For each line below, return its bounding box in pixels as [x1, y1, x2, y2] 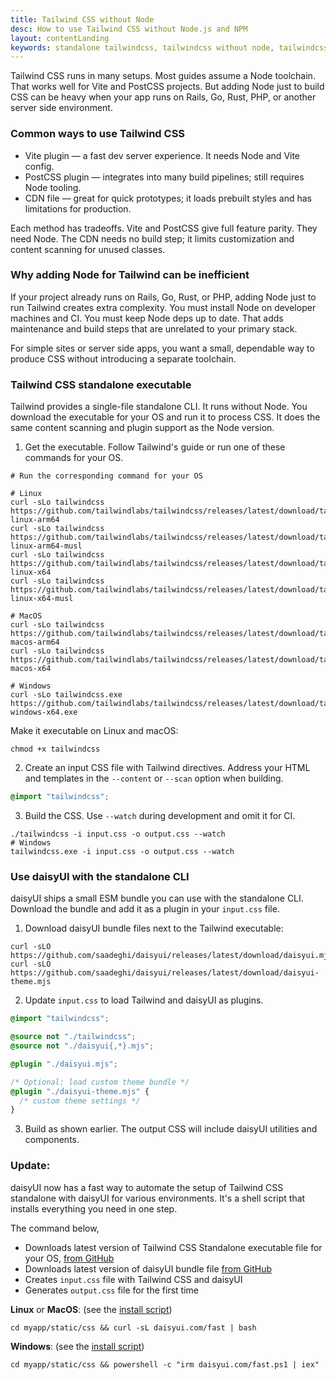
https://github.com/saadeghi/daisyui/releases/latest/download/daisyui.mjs [10, 951, 333, 961]
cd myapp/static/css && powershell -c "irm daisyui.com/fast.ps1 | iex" [10, 1359, 320, 1370]
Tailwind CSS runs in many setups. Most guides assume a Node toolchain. [10, 70, 316, 82]
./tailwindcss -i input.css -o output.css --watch [10, 829, 226, 840]
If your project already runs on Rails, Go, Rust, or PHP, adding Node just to [10, 291, 317, 303]
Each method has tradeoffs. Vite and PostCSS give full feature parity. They [10, 222, 318, 234]
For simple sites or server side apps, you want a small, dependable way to [10, 342, 315, 354]
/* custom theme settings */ [19, 1096, 141, 1106]
